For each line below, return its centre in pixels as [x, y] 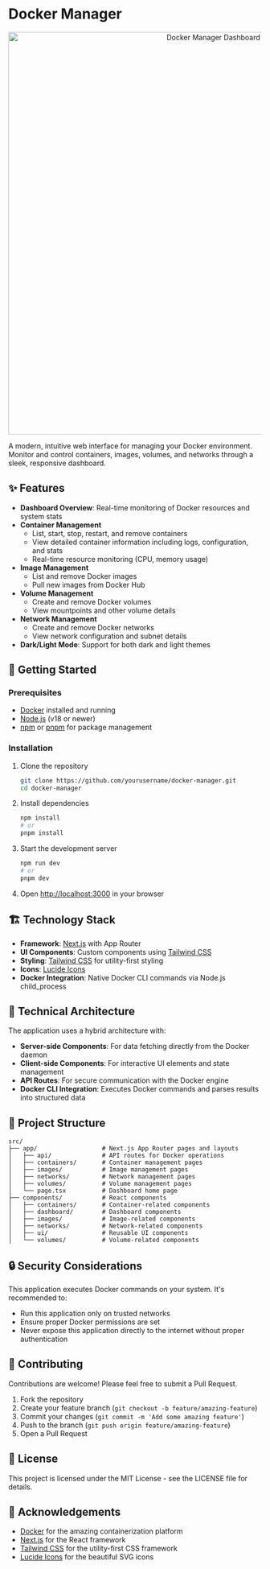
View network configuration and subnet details [109, 636]
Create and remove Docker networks [93, 627]
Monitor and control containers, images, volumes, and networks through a [131, 454]
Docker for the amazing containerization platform [101, 1531]
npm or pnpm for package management [86, 727]
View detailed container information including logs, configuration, [140, 542]
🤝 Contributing [46, 1364]
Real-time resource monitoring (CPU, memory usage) [120, 559]
